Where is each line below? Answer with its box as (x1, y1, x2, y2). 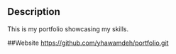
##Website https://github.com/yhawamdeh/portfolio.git (7, 38, 169, 47)
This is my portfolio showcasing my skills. (7, 24, 129, 33)
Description (7, 6, 60, 18)
